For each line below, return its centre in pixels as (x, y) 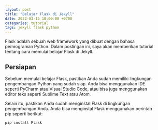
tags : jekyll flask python (32, 28)
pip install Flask (23, 122)
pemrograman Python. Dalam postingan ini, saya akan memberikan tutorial (79, 47)
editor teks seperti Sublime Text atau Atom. (48, 94)
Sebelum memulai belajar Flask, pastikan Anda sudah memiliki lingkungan (79, 79)
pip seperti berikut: (24, 114)
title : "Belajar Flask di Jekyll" (40, 14)
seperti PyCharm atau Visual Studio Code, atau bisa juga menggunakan (76, 89)
